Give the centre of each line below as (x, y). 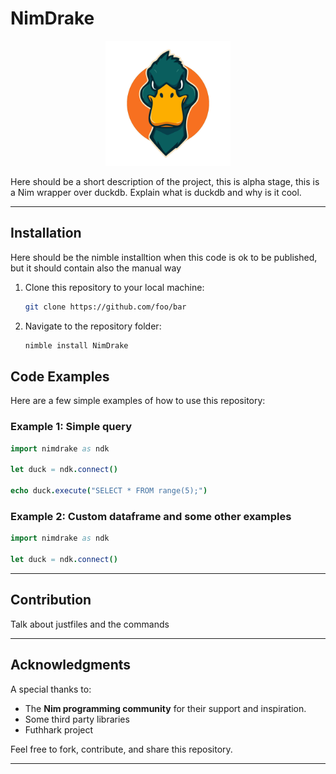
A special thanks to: (51, 689)
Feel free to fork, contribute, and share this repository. (121, 749)
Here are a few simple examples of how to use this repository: (138, 401)
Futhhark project (59, 729)
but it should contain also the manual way (96, 268)
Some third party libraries (77, 719)
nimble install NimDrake (76, 345)
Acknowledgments (71, 665)
